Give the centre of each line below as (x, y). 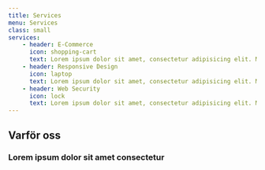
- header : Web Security (62, 89)
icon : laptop (50, 74)
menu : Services (33, 23)
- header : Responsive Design (70, 67)
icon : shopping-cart (63, 52)
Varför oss (35, 135)
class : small (30, 30)
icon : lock (47, 96)
